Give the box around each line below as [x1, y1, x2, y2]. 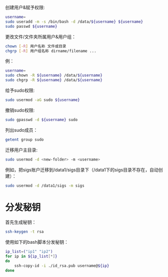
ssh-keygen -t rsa [5, 229, 44, 235]
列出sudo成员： [5, 127, 38, 133]
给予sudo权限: [5, 87, 35, 93]
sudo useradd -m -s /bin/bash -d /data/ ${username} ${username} [5, 19, 143, 24]
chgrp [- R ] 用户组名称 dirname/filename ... [5, 48, 97, 53]
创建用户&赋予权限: [5, 5, 45, 10]
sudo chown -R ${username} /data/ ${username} [5, 73, 102, 78]
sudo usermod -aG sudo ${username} [5, 97, 80, 102]
